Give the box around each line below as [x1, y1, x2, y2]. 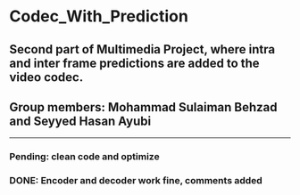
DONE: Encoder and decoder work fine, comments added [9, 175, 263, 187]
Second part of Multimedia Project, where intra [9, 42, 276, 57]
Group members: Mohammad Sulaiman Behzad [9, 100, 279, 115]
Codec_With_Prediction [9, 6, 189, 27]
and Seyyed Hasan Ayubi [9, 113, 152, 128]
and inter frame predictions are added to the [9, 55, 261, 70]
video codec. [9, 69, 84, 85]
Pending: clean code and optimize [9, 150, 160, 163]
